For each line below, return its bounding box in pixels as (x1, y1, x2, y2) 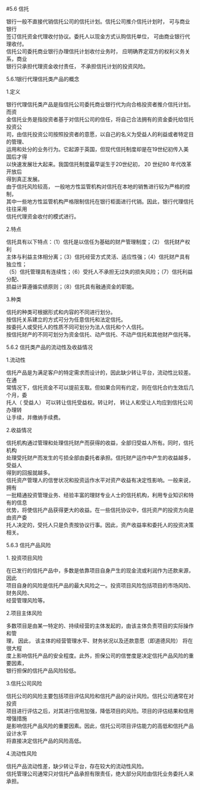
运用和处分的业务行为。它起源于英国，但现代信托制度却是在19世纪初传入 (6, 146, 184, 152)
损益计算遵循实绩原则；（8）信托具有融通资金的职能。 (6, 283, 137, 290)
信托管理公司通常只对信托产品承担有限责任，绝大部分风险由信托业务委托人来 (6, 770, 194, 777)
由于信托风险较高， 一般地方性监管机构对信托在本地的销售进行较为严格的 (6, 183, 185, 190)
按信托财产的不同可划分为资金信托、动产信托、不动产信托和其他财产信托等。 (6, 331, 194, 338)
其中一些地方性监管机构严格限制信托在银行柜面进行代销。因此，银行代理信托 (6, 198, 194, 205)
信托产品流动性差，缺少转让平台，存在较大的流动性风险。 (6, 763, 147, 770)
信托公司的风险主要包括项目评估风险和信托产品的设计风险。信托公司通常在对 (6, 693, 194, 699)
